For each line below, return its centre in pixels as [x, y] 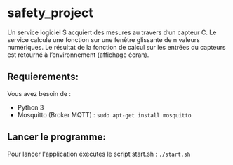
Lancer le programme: [57, 137]
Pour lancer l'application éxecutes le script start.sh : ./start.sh [99, 154]
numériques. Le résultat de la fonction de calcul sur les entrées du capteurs [116, 47]
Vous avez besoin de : [39, 93]
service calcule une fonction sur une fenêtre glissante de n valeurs [104, 39]
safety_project [50, 13]
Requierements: [43, 77]
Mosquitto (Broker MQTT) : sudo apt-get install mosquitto [104, 114]
